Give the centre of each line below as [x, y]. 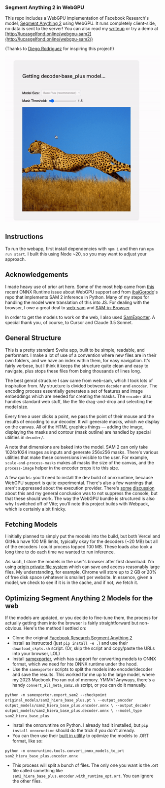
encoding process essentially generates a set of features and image [74, 391]
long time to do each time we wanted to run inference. [60, 552]
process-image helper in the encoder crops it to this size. [62, 468]
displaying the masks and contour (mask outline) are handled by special [78, 432]
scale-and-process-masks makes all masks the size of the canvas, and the [80, 462]
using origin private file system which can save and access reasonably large [82, 567]
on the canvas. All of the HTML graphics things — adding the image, [74, 427]
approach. [16, 259]
